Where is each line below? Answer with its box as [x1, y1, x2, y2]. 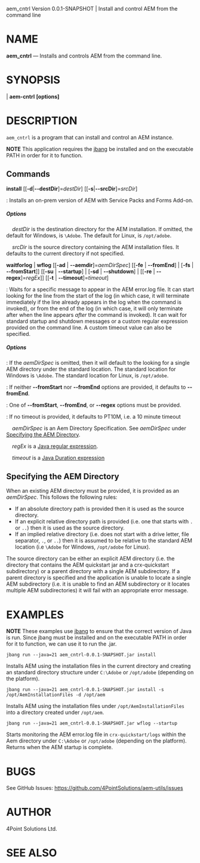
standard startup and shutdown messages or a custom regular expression [6, 317, 188, 325]
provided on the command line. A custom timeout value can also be [6, 323, 172, 331]
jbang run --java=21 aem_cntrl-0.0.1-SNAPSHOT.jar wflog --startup [6, 720, 178, 726]
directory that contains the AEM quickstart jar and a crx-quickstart [6, 561, 170, 568]
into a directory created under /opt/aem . [6, 709, 104, 716]
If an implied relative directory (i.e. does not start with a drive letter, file [14, 531, 189, 538]
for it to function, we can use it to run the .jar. [6, 640, 117, 647]
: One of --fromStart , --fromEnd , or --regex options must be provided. [6, 401, 181, 408]
